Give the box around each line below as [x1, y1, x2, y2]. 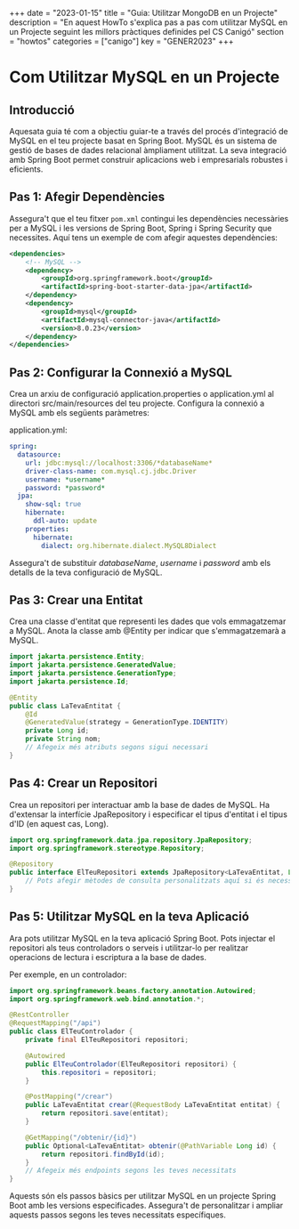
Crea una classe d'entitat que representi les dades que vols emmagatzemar [9, 616, 287, 627]
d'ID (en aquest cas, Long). [9, 818, 109, 829]
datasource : [17, 450, 62, 459]
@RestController [9, 1010, 69, 1020]
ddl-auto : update [32, 516, 98, 525]
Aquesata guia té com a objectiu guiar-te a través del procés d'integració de [9, 126, 289, 136]
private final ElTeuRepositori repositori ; [25, 1036, 190, 1045]
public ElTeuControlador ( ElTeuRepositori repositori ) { [25, 1059, 238, 1069]
